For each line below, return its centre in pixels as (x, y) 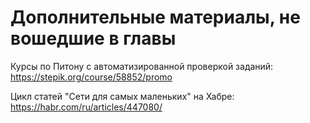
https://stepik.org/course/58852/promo (91, 77)
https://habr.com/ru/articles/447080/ (86, 107)
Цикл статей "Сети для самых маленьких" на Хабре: (122, 96)
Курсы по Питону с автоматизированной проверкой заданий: (142, 66)
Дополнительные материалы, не (155, 17)
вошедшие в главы (93, 38)
